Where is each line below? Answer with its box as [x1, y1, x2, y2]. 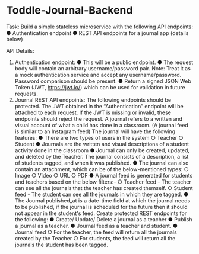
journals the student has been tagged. [14, 241, 108, 248]
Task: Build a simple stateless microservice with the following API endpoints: [6, 23, 193, 30]
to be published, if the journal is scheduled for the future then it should [14, 203, 188, 210]
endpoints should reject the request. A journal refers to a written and [14, 115, 183, 122]
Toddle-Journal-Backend [6, 4, 133, 17]
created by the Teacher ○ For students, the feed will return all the [14, 234, 176, 242]
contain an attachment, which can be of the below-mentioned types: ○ [14, 165, 189, 172]
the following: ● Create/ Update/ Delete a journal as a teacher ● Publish [14, 216, 192, 223]
